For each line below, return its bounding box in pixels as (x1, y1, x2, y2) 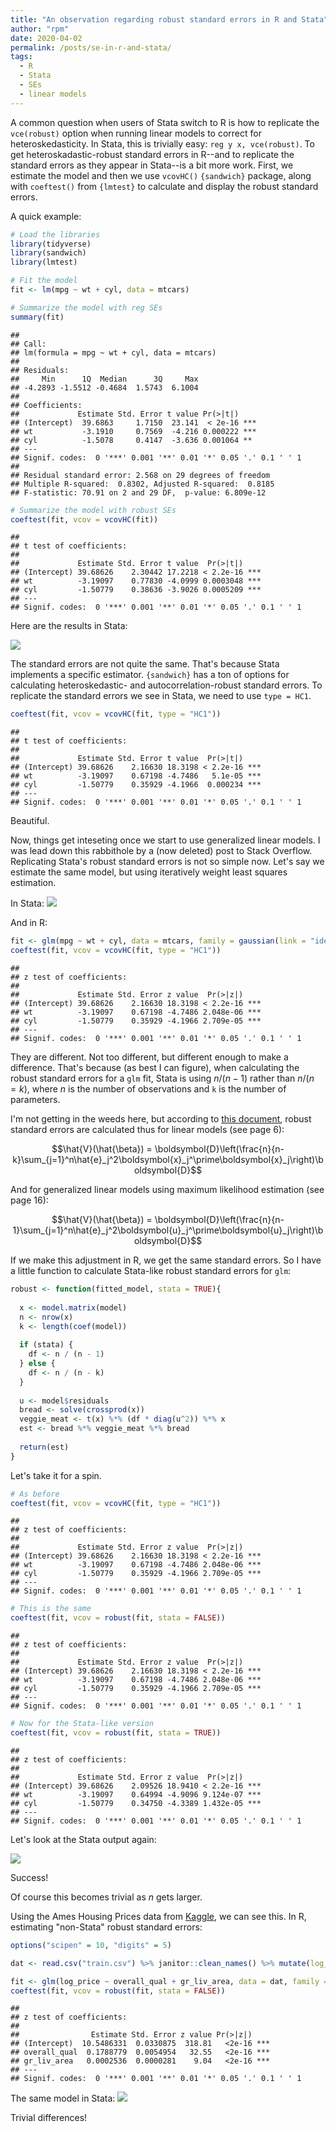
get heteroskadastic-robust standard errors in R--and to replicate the (10, 148, 295, 160)
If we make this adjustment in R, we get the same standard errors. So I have (10, 1254, 322, 1266)
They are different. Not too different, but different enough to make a (10, 1051, 289, 1063)
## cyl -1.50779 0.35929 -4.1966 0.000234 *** (10, 780, 262, 790)
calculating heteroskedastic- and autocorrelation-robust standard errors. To (10, 679, 323, 691)
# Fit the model (10, 276, 78, 286)
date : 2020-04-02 (10, 33, 83, 43)
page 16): (10, 1194, 49, 1206)
